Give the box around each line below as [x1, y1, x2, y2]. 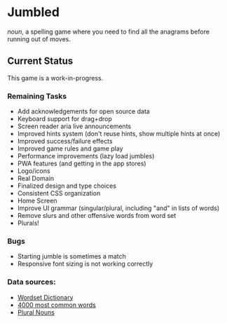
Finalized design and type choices [17, 181, 117, 190]
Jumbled [7, 4, 60, 20]
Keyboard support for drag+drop [17, 115, 112, 123]
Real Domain [17, 174, 55, 183]
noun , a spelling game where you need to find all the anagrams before [7, 27, 210, 36]
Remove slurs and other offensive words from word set [17, 212, 177, 220]
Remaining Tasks [7, 91, 67, 101]
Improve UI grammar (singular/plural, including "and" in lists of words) [17, 204, 220, 212]
